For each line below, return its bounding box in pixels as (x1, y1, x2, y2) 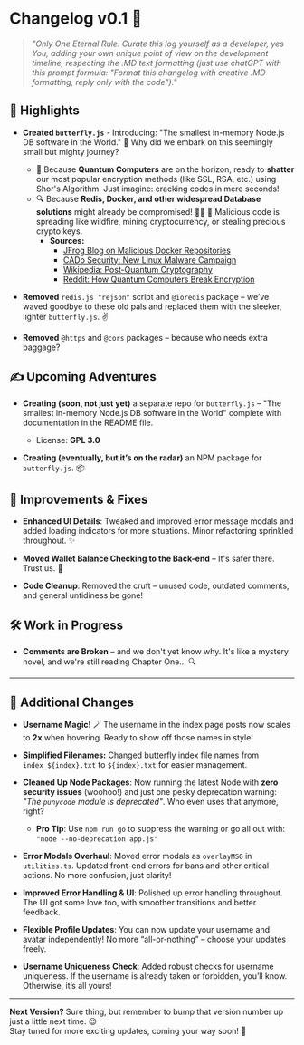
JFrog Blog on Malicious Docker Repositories (62, 245, 231, 256)
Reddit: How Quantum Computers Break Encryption (62, 274, 255, 285)
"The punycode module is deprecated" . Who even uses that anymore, (22, 797, 279, 807)
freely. (22, 943, 47, 954)
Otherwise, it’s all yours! (22, 981, 112, 991)
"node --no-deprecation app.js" (35, 835, 158, 844)
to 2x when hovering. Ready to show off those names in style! (22, 732, 253, 742)
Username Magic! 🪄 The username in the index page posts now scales (22, 720, 291, 730)
